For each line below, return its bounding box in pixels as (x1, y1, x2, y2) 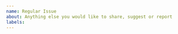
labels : (6, 19, 25, 25)
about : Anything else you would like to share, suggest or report (6, 14, 173, 20)
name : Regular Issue (6, 8, 57, 14)
